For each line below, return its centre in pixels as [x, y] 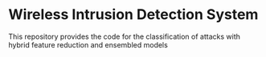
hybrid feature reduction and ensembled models [88, 44]
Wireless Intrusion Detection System [133, 15]
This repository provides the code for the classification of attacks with [125, 36]
